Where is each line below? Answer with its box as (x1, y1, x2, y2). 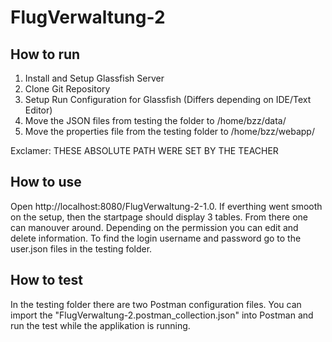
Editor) (24, 104, 53, 116)
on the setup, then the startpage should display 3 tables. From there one (10, 211, 308, 223)
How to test (10, 272, 83, 289)
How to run (10, 46, 81, 63)
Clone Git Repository (24, 83, 111, 95)
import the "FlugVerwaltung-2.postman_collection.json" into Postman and (10, 309, 314, 321)
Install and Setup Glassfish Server (24, 72, 165, 84)
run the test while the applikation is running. (10, 319, 191, 331)
